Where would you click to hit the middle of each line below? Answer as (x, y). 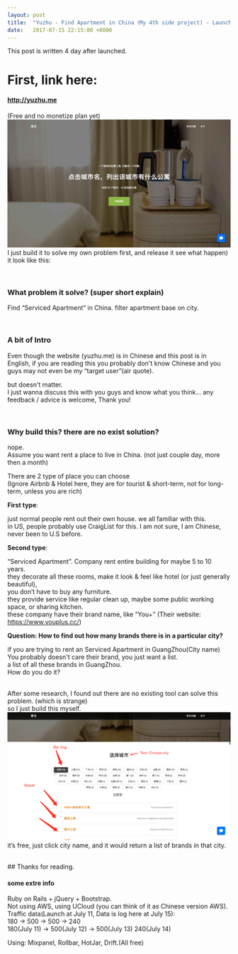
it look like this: (29, 260)
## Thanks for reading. (41, 867)
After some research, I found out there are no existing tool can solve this (113, 694)
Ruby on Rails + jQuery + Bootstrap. (59, 899)
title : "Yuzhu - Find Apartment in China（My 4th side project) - (108, 22)
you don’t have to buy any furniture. (59, 592)
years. (17, 569)
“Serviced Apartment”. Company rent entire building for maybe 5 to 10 (109, 562)
